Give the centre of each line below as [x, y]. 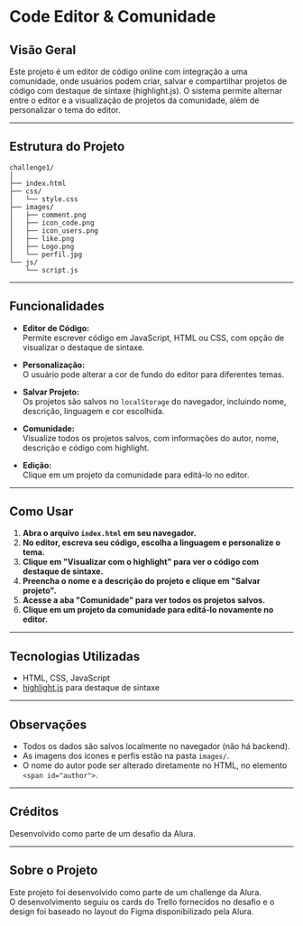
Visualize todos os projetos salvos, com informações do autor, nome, [151, 438]
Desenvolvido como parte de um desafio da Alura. [102, 833]
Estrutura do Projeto [67, 147]
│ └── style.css [44, 199]
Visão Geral [43, 50]
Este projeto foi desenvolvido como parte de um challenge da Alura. [135, 892]
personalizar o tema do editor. [65, 110]
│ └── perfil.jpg [46, 255]
